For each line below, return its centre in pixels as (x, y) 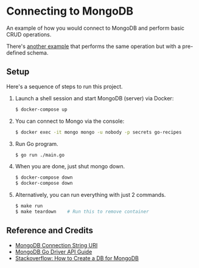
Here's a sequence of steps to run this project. (65, 86)
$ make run (29, 206)
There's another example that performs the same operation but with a (94, 46)
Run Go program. (37, 143)
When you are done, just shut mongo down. (70, 167)
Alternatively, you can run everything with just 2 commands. (90, 195)
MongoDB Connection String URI (56, 245)
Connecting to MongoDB (70, 11)
